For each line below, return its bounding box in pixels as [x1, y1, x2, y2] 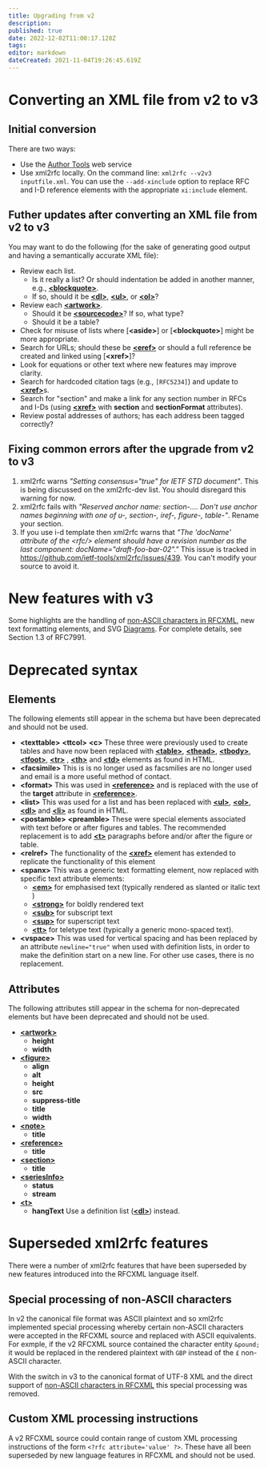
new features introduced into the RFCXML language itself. [8, 1269, 199, 1279]
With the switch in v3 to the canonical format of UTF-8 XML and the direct [8, 1372, 254, 1382]
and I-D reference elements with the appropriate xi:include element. [19, 185, 248, 195]
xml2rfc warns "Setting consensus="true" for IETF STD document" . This [19, 476, 258, 485]
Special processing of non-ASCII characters [8, 1293, 232, 1306]
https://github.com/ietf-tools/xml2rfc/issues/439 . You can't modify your [19, 553, 258, 562]
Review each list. [19, 266, 76, 276]
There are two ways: [8, 143, 76, 153]
